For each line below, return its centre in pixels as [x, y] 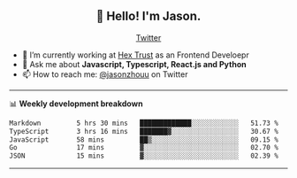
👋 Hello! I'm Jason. [148, 16]
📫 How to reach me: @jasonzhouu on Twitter [105, 74]
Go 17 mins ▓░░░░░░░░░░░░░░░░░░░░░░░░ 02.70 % [144, 148]
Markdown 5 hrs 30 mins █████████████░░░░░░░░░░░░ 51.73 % [144, 123]
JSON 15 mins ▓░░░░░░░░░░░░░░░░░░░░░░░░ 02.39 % [144, 156]
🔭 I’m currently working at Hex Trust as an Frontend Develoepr [135, 55]
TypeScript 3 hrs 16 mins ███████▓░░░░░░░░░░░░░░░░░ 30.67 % [144, 131]
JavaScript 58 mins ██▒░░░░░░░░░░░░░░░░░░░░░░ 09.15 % [144, 139]
